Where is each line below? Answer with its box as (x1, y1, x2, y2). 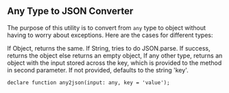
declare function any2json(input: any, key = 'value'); (7, 79, 170, 86)
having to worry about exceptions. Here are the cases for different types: (7, 31, 213, 39)
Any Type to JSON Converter (7, 5, 134, 17)
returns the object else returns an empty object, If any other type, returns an (7, 51, 223, 59)
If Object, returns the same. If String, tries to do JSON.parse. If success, (7, 44, 210, 52)
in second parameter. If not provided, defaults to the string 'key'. (7, 66, 189, 74)
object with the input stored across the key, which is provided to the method (7, 58, 222, 67)
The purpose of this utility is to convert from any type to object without (7, 23, 206, 31)
